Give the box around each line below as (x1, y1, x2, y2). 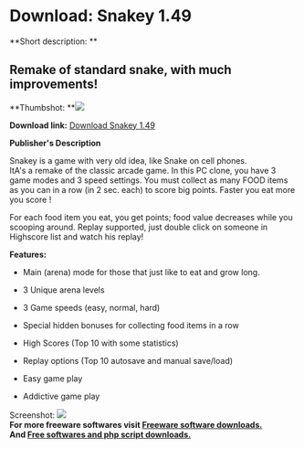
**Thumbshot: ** (9, 102, 76, 112)
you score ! (9, 194, 52, 205)
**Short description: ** (9, 36, 98, 47)
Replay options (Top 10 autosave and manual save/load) (22, 355, 234, 366)
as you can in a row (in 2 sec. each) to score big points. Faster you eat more (9, 184, 296, 195)
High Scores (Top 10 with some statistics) (22, 337, 180, 348)
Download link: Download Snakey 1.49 (9, 120, 155, 131)
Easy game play (22, 372, 83, 384)
